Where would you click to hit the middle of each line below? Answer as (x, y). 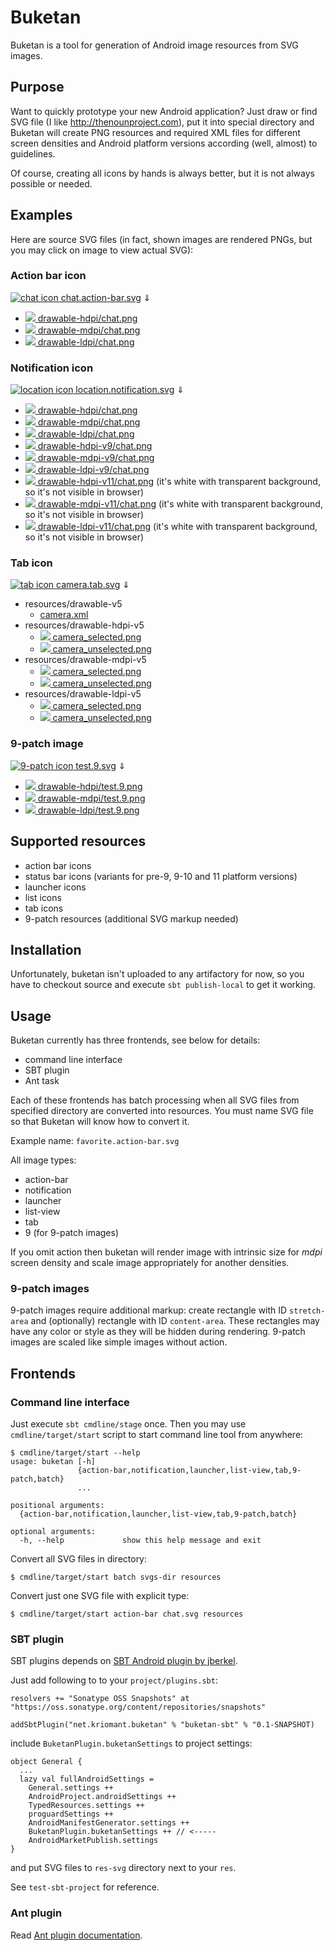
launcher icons (55, 887)
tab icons (44, 908)
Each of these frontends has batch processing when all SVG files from (155, 1100)
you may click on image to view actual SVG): (102, 250)
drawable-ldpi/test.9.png (88, 810)
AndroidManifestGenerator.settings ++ (109, 1823)
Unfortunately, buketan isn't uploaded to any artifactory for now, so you (157, 974)
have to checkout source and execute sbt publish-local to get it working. (163, 985)
